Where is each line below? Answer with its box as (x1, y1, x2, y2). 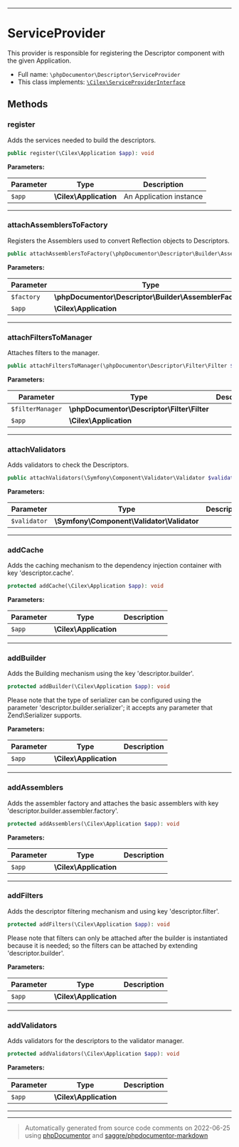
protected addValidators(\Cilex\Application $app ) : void (7, 1050, 180, 1057)
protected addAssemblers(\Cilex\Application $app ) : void (7, 820, 180, 828)
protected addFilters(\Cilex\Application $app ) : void (7, 921, 171, 928)
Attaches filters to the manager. (7, 348, 100, 356)
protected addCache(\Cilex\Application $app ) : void (7, 583, 164, 590)
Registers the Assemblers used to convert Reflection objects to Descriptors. (7, 236, 230, 245)
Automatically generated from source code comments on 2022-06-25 (24, 1124, 230, 1132)
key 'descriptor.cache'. (7, 569, 75, 577)
